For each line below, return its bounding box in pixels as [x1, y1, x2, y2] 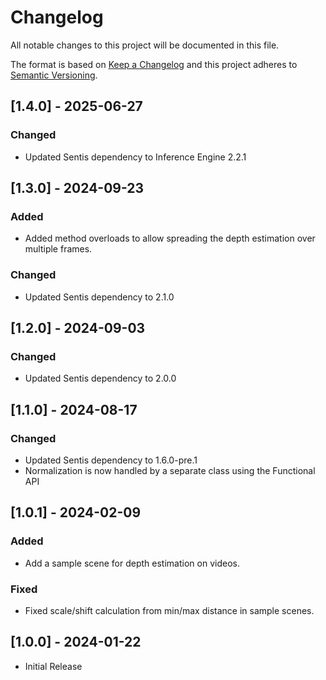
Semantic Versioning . [10, 69, 98, 81]
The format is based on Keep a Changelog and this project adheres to [10, 58, 298, 70]
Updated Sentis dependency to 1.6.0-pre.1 [24, 454, 198, 466]
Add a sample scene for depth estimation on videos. [24, 557, 240, 569]
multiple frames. [24, 243, 93, 255]
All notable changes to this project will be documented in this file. [10, 39, 280, 51]
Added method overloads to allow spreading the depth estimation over [24, 232, 316, 245]
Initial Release [24, 660, 83, 672]
